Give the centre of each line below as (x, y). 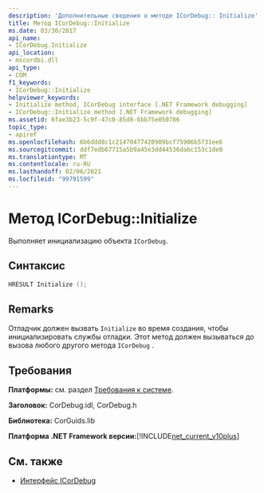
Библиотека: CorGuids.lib (52, 421)
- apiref (23, 134)
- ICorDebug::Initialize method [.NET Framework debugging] (110, 113)
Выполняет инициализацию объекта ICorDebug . (88, 241)
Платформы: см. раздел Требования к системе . (91, 390)
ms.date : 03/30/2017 (43, 30)
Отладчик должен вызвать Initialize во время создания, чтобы (118, 328)
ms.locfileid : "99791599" (51, 179)
